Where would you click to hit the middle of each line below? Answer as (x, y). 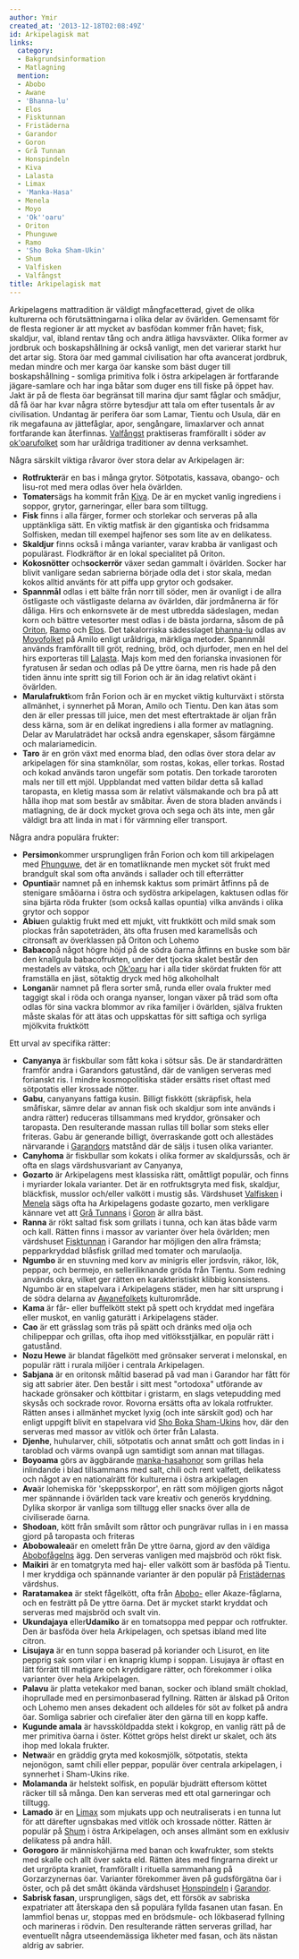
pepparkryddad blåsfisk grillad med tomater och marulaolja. (132, 1251)
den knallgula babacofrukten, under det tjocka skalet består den (140, 959)
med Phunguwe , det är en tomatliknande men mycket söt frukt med (146, 864)
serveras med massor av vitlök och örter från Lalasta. (120, 1431)
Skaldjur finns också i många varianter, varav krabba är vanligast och (150, 543)
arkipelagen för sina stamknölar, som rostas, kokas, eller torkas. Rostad (154, 763)
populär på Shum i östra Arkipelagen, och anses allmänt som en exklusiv (156, 1831)
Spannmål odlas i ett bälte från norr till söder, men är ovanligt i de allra (152, 591)
